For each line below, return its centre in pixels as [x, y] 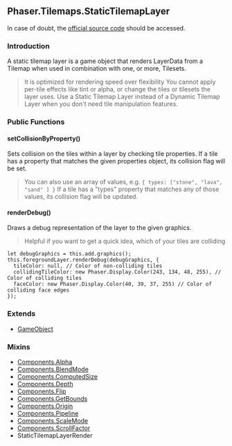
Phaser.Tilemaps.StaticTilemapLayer [89, 11]
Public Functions [36, 122]
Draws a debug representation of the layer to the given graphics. [99, 228]
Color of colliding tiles [44, 278]
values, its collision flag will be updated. [81, 197]
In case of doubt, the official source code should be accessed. [96, 28]
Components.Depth [45, 384]
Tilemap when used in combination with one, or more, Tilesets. [97, 69]
